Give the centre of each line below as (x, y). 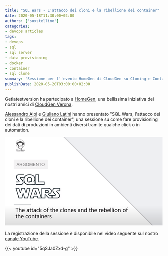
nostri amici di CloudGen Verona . (39, 104)
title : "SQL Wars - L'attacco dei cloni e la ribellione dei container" (82, 10)
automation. (17, 130)
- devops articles (24, 32)
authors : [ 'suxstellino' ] (32, 21)
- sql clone (17, 74)
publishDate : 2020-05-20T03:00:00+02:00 (48, 84)
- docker (14, 63)
